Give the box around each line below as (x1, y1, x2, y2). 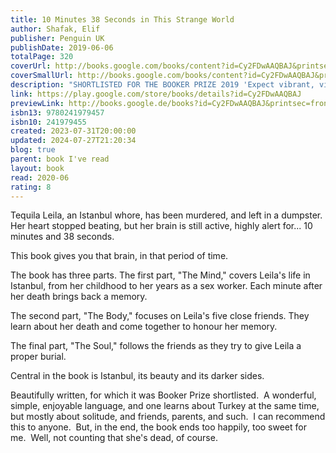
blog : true (10, 145, 56, 155)
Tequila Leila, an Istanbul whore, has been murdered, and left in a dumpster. (10, 209, 323, 221)
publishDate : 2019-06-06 (10, 42, 114, 53)
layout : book (10, 163, 65, 173)
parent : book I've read (10, 154, 110, 164)
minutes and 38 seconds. (10, 231, 115, 243)
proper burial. (10, 351, 67, 363)
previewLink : (10, 98, 65, 108)
